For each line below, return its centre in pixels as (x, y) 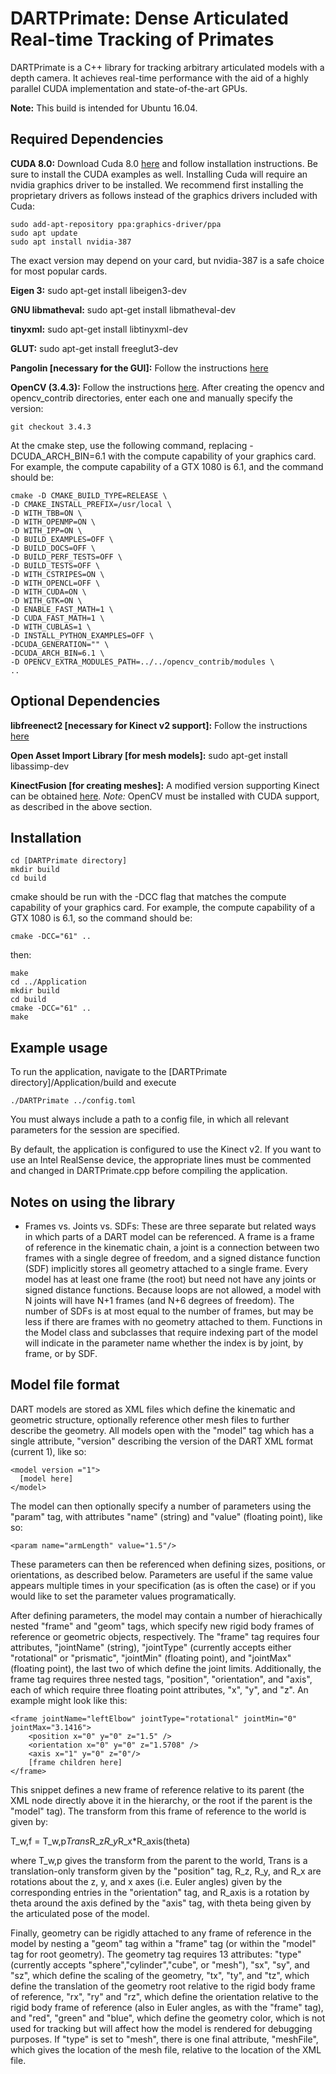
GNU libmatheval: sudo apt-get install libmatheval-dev (123, 309)
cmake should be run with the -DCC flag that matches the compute (148, 897)
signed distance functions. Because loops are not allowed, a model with (173, 1290)
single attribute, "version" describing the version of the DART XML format (162, 1441)
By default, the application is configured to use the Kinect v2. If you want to (166, 1149)
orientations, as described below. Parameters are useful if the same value (161, 1574)
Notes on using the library (93, 1202)
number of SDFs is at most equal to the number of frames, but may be (169, 1311)
